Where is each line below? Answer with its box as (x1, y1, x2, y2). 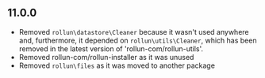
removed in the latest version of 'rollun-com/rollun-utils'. (18, 43, 204, 54)
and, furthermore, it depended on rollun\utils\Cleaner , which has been (18, 35, 257, 45)
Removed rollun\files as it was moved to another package (18, 61, 216, 70)
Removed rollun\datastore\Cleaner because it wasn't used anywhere (18, 27, 249, 36)
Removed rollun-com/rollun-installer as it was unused (18, 52, 194, 61)
